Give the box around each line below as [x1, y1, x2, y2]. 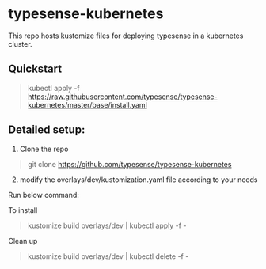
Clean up [8, 236, 38, 245]
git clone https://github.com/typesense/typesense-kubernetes [27, 159, 232, 169]
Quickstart [8, 63, 63, 76]
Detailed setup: [8, 123, 85, 137]
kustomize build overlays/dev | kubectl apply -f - [27, 221, 187, 230]
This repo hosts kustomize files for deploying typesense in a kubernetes [8, 31, 244, 40]
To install [8, 205, 38, 214]
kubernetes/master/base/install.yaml [27, 100, 148, 109]
